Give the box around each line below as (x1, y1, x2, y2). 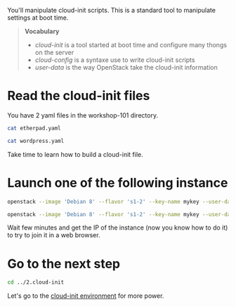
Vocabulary (24, 27, 60, 35)
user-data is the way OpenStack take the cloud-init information (34, 63, 218, 71)
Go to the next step (7, 256, 121, 272)
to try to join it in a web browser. (7, 231, 100, 239)
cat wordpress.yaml (7, 137, 65, 144)
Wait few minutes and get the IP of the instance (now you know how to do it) (7, 223, 228, 232)
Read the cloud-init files (7, 88, 150, 104)
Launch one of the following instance (7, 175, 228, 191)
